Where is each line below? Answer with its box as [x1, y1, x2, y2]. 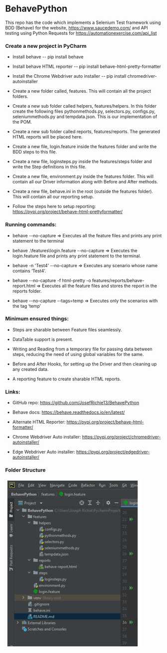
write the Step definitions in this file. [12, 164, 86, 170]
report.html [12, 283, 36, 289]
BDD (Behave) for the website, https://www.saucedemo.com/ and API [5, 24, 148, 30]
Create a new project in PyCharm [5, 42, 87, 49]
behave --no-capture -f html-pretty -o [12, 277, 91, 283]
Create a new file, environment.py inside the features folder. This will [12, 173, 154, 179]
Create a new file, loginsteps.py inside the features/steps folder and [12, 159, 152, 164]
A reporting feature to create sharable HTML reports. [12, 376, 121, 382]
